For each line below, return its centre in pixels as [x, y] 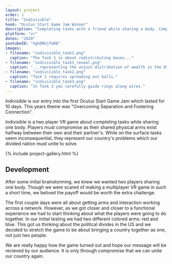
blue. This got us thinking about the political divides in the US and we [78, 225]
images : [14, 48]
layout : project [23, 10]
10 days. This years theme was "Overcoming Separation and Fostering [80, 106]
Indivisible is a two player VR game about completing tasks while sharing [82, 121]
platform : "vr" [21, 34]
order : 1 [15, 15]
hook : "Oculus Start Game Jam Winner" [47, 24]
